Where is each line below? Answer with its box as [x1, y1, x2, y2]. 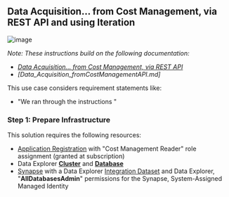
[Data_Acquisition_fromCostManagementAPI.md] [17, 70, 161, 78]
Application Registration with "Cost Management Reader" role [17, 144, 197, 153]
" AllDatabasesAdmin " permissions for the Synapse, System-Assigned [17, 174, 223, 183]
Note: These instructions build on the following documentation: [7, 49, 190, 57]
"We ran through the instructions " [17, 97, 117, 106]
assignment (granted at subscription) [17, 152, 125, 160]
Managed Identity [17, 182, 69, 191]
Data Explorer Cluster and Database [17, 160, 124, 168]
